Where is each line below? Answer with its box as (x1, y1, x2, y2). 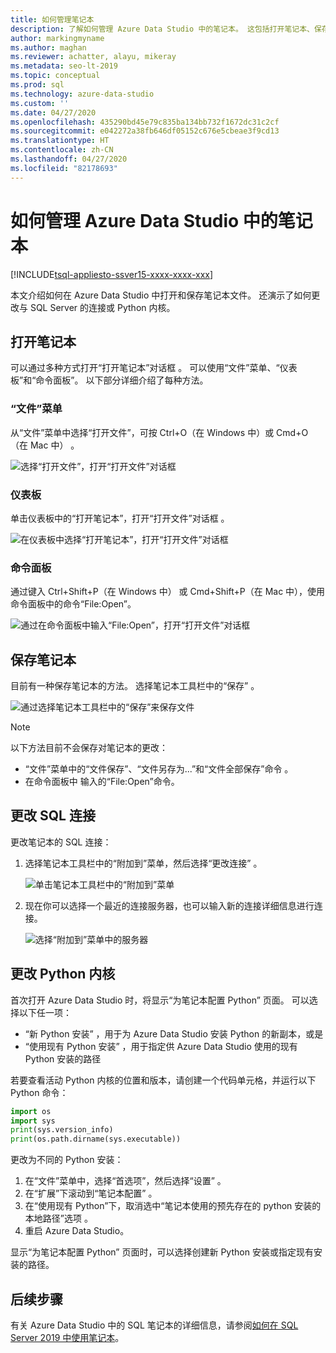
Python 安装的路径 (24, 1052, 102, 1065)
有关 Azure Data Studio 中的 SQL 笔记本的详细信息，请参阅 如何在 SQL (10, 1319, 299, 1331)
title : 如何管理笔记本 (10, 14, 95, 25)
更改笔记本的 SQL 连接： (10, 836, 112, 848)
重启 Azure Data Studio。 (24, 1225, 130, 1237)
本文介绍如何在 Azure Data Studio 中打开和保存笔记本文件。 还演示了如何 (10, 289, 312, 301)
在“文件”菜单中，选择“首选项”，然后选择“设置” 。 (24, 1175, 227, 1187)
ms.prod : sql (10, 80, 65, 90)
